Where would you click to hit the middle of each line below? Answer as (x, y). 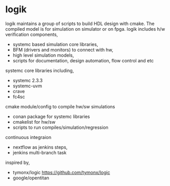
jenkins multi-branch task (39, 152)
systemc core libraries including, (40, 71)
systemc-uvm (27, 86)
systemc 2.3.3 (28, 80)
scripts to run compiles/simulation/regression (60, 127)
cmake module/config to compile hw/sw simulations (60, 106)
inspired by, (18, 162)
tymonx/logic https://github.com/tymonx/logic (61, 172)
